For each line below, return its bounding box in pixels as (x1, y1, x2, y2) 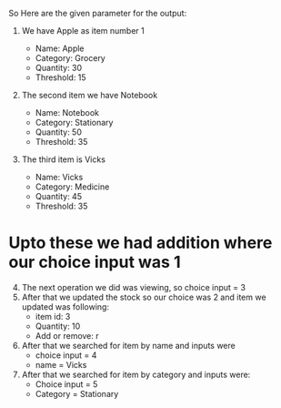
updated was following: (21, 301, 110, 312)
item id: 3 (35, 311, 71, 321)
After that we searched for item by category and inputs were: (21, 369, 251, 380)
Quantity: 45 (35, 191, 83, 201)
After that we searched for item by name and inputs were (21, 340, 236, 351)
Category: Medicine (35, 181, 110, 192)
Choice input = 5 (35, 378, 98, 390)
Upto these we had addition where (8, 232, 273, 253)
